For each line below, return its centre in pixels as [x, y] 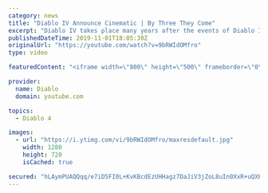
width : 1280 [42, 148]
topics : [21, 111]
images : [21, 132]
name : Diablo [37, 89]
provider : [25, 81]
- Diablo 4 [33, 118]
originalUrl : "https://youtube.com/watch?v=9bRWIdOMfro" [105, 45]
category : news [33, 16]
